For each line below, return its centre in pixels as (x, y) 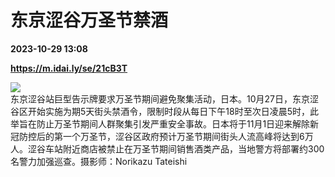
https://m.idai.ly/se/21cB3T (69, 68)
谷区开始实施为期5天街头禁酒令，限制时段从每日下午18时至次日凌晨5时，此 (164, 111)
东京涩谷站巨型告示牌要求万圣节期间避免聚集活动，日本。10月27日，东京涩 (164, 98)
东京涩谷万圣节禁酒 (89, 20)
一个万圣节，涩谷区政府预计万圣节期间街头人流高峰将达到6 (183, 136)
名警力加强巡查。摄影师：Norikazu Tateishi (99, 161)
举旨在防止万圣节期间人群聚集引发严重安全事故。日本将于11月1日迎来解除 (160, 123)
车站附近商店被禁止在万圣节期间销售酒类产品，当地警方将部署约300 (184, 148)
